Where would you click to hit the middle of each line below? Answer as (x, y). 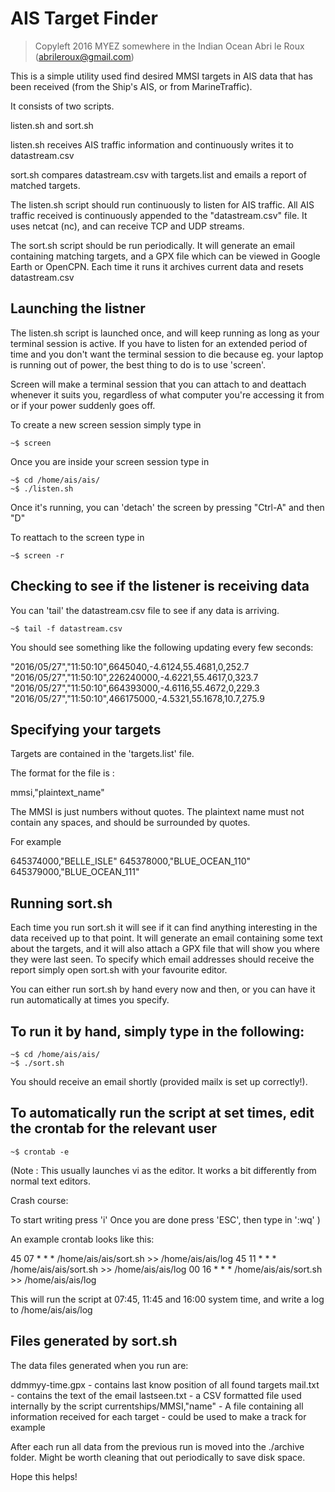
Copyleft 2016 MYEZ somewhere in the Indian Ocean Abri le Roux (169, 46)
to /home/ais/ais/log (51, 1309)
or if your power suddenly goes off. (83, 405)
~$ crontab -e (40, 1152)
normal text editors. (50, 1181)
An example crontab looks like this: (82, 1239)
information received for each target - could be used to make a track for (158, 1416)
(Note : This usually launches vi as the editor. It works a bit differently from (163, 1170)
